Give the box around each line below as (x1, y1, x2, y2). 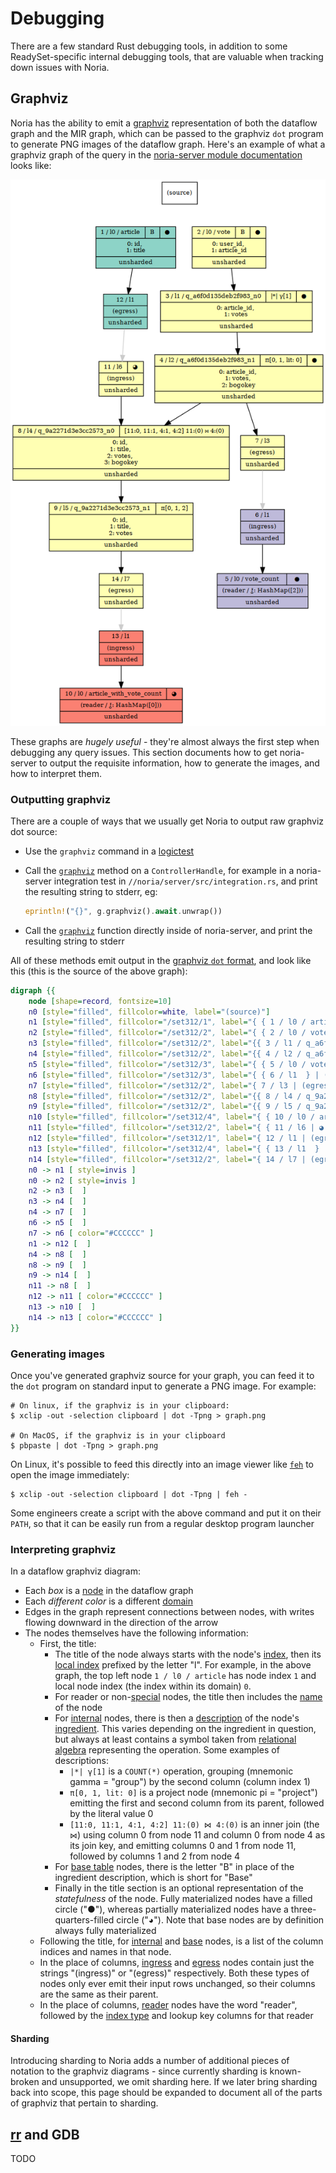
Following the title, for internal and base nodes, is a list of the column (39, 1935, 324, 1947)
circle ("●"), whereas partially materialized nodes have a (54, 1903, 289, 1916)
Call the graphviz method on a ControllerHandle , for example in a (24, 864, 295, 876)
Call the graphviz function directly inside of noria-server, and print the (24, 924, 313, 936)
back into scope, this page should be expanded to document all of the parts (10, 2087, 323, 2099)
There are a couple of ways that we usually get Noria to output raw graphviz (10, 815, 325, 827)
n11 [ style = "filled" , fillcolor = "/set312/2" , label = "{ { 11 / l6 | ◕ (28, 1123, 325, 1133)
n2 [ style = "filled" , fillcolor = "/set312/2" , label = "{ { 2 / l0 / (28, 1028, 307, 1038)
